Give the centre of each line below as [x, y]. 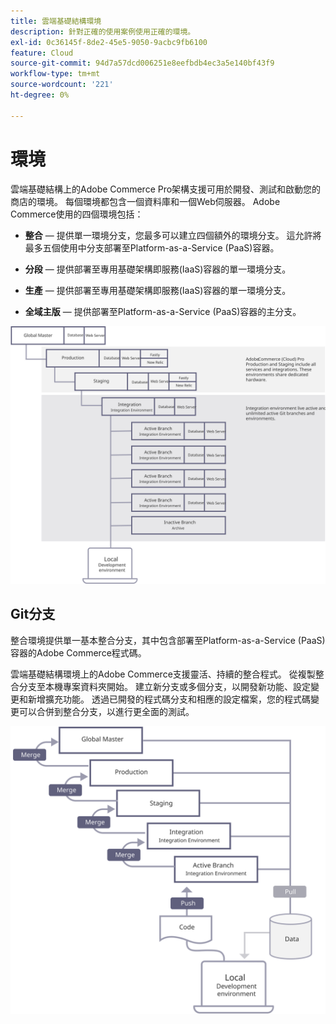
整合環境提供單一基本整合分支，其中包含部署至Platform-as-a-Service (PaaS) [168, 640]
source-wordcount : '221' [62, 85]
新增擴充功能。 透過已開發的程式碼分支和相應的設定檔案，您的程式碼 [169, 699]
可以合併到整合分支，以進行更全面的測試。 [106, 711]
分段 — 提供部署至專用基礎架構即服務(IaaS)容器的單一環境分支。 [158, 269]
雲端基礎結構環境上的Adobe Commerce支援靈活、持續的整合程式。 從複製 [163, 674]
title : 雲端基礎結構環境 [56, 21]
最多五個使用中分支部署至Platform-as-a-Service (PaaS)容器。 [152, 247]
